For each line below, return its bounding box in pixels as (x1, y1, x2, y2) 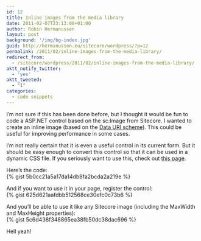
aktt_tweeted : (6, 77, 43, 83)
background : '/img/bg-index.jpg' (6, 37, 91, 43)
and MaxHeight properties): (6, 209, 76, 217)
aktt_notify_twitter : (6, 65, 62, 72)
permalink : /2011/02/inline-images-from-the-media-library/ (6, 49, 163, 55)
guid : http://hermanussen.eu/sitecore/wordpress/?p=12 (6, 43, 149, 49)
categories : (6, 88, 37, 94)
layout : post (6, 32, 40, 38)
